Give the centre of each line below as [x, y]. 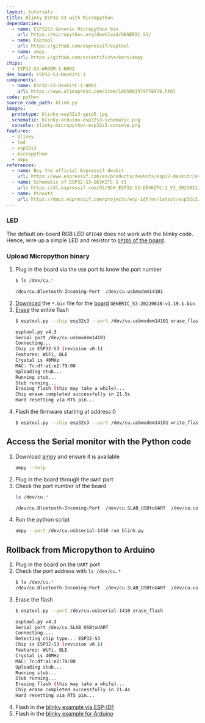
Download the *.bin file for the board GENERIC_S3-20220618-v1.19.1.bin [105, 303]
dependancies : [24, 23]
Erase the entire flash [42, 309]
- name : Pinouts [32, 193]
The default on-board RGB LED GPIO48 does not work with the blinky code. [100, 234]
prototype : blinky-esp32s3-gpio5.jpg [60, 114]
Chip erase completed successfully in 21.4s [73, 690]
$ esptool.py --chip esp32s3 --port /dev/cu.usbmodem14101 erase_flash [108, 321]
